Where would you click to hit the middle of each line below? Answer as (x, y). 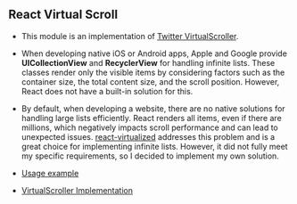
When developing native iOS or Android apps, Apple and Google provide (154, 53)
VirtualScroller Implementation (77, 190)
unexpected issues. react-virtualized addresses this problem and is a (148, 136)
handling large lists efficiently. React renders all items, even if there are (151, 118)
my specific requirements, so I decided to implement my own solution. (150, 156)
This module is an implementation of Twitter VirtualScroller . (130, 36)
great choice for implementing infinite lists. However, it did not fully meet (154, 146)
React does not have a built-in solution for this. (107, 91)
